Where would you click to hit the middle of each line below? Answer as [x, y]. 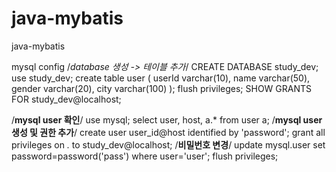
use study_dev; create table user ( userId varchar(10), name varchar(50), [161, 78]
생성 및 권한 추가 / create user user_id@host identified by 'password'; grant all [168, 132]
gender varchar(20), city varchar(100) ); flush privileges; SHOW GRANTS [161, 88]
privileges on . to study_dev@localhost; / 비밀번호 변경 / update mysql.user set [168, 144]
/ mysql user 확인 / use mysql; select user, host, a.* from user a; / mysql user [167, 119]
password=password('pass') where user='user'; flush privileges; [145, 156]
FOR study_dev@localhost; [66, 99]
